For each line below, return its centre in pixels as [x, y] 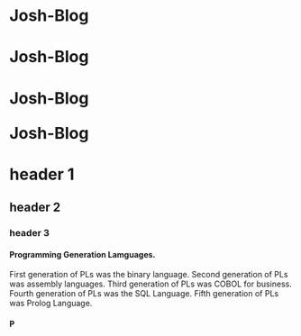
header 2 [35, 208]
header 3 [29, 233]
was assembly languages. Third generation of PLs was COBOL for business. [151, 284]
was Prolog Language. [51, 304]
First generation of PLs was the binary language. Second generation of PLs [149, 275]
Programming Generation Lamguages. [82, 254]
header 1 [42, 174]
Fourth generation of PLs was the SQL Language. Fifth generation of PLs [144, 294]
